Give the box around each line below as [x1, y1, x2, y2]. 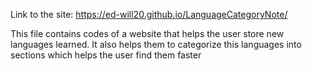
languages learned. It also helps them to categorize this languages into [10, 39, 302, 50]
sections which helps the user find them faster [10, 49, 202, 61]
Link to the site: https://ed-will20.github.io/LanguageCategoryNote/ [10, 9, 288, 20]
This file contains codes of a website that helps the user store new [10, 28, 285, 39]
